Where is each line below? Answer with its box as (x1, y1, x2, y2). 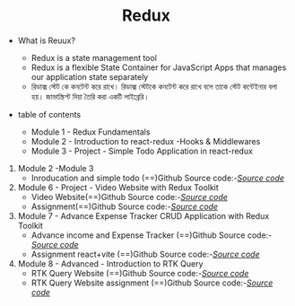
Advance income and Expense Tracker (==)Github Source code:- (30, 230, 273, 240)
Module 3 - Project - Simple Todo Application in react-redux (30, 145, 254, 156)
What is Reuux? (17, 35, 76, 46)
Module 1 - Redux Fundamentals (30, 127, 151, 137)
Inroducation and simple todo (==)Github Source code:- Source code (30, 172, 285, 183)
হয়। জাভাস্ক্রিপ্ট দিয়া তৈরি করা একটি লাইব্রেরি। (30, 91, 150, 101)
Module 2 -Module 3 (17, 162, 94, 173)
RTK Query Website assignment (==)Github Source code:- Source (30, 277, 273, 288)
